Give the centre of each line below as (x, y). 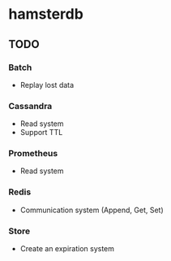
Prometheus (33, 154)
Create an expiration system (67, 249)
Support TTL (41, 133)
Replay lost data (47, 85)
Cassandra (30, 106)
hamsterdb (46, 14)
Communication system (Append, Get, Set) (92, 210)
